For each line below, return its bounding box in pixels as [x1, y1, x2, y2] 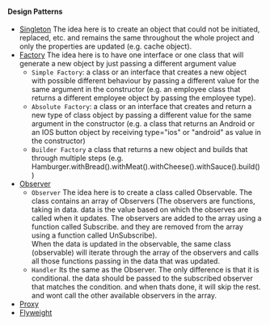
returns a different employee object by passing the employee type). [31, 93, 256, 103]
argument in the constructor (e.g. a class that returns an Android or [31, 119, 255, 129]
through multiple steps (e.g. [31, 154, 124, 163]
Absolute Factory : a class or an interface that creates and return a [31, 102, 252, 112]
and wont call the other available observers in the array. [31, 291, 217, 301]
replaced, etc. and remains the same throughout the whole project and [19, 33, 255, 43]
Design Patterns [7, 6, 63, 16]
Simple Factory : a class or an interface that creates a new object [31, 67, 247, 77]
